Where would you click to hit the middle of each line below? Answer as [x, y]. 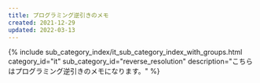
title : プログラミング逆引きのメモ [59, 15]
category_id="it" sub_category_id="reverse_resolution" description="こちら [130, 61]
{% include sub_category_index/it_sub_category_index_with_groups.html [125, 52]
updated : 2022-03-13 [42, 30]
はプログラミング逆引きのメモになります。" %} [84, 71]
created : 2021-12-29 [42, 23]
